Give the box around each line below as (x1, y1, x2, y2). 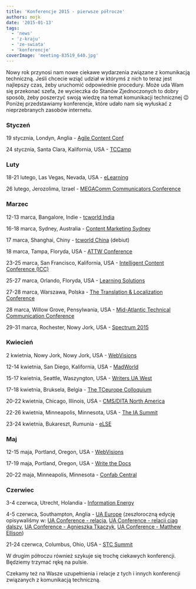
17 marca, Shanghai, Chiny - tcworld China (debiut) (6, 236, 130, 244)
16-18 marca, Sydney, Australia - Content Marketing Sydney (6, 225, 151, 232)
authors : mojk (6, 14, 41, 20)
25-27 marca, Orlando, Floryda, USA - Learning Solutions (6, 277, 145, 284)
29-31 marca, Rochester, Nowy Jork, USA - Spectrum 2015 (6, 324, 149, 331)
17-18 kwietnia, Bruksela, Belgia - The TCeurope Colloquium (6, 386, 152, 393)
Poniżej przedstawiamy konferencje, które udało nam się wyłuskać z (6, 100, 172, 107)
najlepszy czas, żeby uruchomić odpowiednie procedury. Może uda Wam (6, 81, 184, 88)
